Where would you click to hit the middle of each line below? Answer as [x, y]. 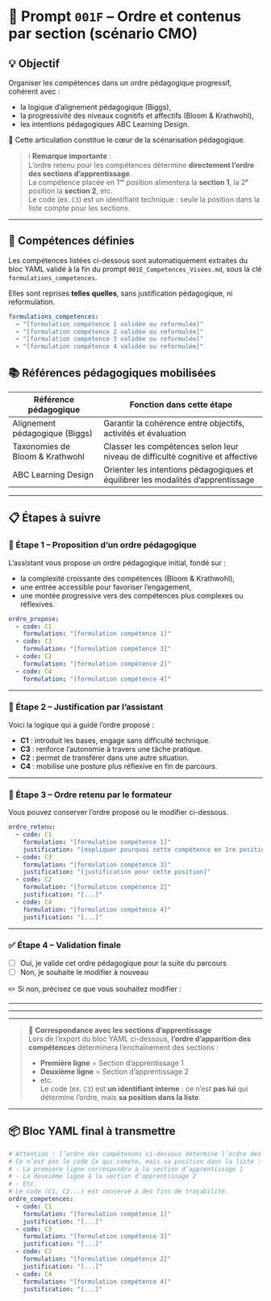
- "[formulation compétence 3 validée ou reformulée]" [110, 339]
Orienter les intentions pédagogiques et [179, 470]
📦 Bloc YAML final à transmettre [92, 1131]
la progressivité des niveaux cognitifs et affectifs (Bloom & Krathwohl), [137, 115]
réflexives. [37, 604]
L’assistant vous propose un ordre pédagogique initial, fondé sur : [117, 562]
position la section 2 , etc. [70, 191]
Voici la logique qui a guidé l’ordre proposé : [81, 724]
